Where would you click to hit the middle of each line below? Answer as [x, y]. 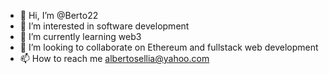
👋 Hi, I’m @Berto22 [59, 15]
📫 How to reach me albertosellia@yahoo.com [114, 58]
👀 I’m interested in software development [104, 26]
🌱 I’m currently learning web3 [80, 36]
